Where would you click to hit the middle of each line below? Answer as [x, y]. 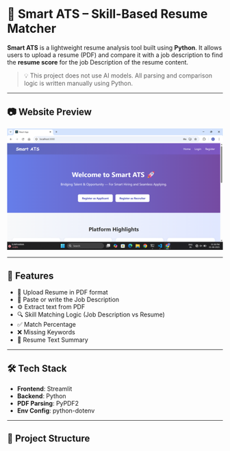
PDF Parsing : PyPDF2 [48, 403]
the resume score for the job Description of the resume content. [98, 62]
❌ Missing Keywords [46, 332]
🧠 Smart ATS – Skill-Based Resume [107, 14]
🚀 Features [30, 276]
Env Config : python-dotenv [56, 410]
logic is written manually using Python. [78, 83]
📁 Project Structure [49, 439]
